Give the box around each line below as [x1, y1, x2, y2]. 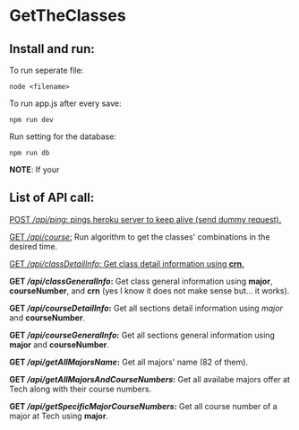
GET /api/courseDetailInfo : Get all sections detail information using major [9, 303, 284, 313]
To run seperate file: [9, 65, 84, 75]
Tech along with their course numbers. [9, 383, 152, 394]
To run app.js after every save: [9, 98, 122, 109]
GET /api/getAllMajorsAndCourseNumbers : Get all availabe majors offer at [9, 373, 291, 384]
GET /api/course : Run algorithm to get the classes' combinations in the [9, 231, 270, 242]
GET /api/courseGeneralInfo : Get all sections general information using [9, 329, 276, 340]
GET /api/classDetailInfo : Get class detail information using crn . [9, 258, 244, 269]
